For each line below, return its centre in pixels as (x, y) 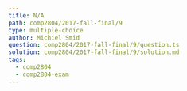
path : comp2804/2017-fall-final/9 (66, 23)
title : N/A (26, 15)
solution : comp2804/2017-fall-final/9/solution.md (94, 52)
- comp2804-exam (42, 74)
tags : (17, 60)
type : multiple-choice (46, 30)
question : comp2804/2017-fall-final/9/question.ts (94, 45)
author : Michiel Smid (44, 38)
